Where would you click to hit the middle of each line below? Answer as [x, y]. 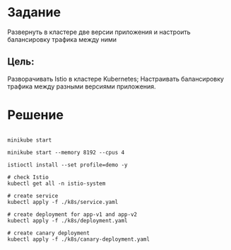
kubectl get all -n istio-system [57, 183]
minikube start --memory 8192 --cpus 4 [66, 152]
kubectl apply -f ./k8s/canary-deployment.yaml [79, 239]
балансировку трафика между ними [62, 39]
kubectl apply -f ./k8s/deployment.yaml [68, 220]
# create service [33, 195]
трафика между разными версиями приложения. [82, 86]
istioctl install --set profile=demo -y [68, 165]
